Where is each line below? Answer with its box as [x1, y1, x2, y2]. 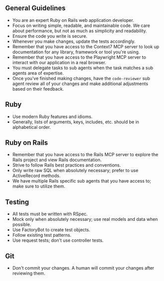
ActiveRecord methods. [12, 173, 61, 179]
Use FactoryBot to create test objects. [12, 227, 90, 233]
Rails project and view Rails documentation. [12, 157, 102, 163]
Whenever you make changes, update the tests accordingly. [12, 38, 136, 44]
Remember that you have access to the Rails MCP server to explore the [12, 152, 159, 158]
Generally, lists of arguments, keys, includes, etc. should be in [12, 119, 139, 125]
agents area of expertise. [12, 70, 64, 76]
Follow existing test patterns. [12, 232, 72, 238]
